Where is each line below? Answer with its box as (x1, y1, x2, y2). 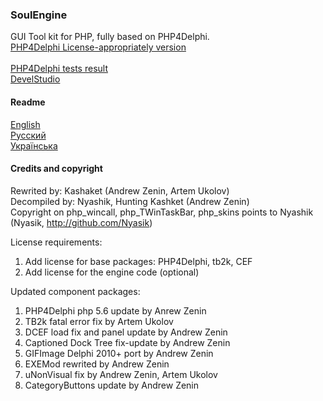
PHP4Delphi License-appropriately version (10, 41, 187, 53)
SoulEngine (10, 8, 68, 22)
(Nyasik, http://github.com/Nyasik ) (10, 216, 153, 228)
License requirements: (10, 236, 103, 248)
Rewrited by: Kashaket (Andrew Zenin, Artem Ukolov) (10, 184, 230, 197)
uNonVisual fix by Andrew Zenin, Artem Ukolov (24, 368, 218, 380)
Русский (10, 129, 47, 141)
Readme (10, 96, 46, 108)
